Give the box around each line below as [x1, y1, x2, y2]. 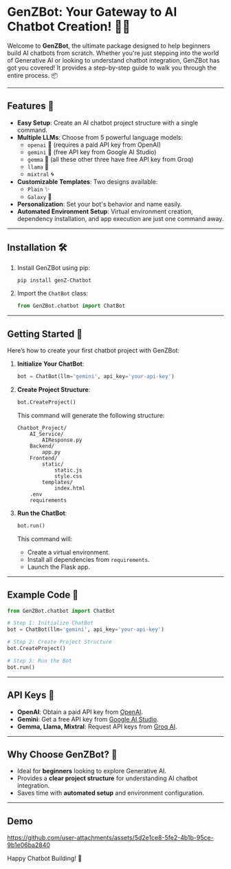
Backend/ [30, 442, 55, 450]
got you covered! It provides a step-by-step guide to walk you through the [7, 63, 217, 72]
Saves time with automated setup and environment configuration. [16, 789, 205, 797]
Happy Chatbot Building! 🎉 [7, 855, 82, 863]
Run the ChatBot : [16, 509, 67, 517]
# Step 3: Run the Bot [7, 657, 72, 664]
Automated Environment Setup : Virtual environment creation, [16, 207, 194, 216]
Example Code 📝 [7, 589, 79, 601]
